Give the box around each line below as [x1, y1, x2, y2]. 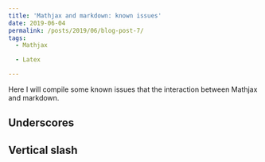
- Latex [15, 56, 41, 64]
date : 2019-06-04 [8, 19, 66, 27]
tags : [8, 34, 26, 42]
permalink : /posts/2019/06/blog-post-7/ [8, 26, 145, 34]
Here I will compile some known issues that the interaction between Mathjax [8, 85, 258, 94]
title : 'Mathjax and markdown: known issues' [8, 11, 162, 20]
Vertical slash [8, 143, 78, 156]
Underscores [8, 117, 75, 130]
